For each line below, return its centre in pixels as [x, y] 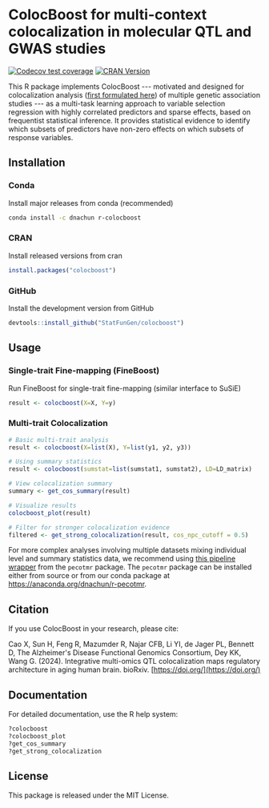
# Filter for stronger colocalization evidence [89, 527]
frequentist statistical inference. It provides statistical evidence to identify [129, 120]
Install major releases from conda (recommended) [91, 203]
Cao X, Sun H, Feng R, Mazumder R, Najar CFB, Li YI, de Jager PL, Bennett [131, 644]
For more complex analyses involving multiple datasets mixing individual [127, 550]
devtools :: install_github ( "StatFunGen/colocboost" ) [96, 323]
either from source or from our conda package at [89, 576]
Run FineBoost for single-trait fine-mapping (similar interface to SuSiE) [125, 388]
